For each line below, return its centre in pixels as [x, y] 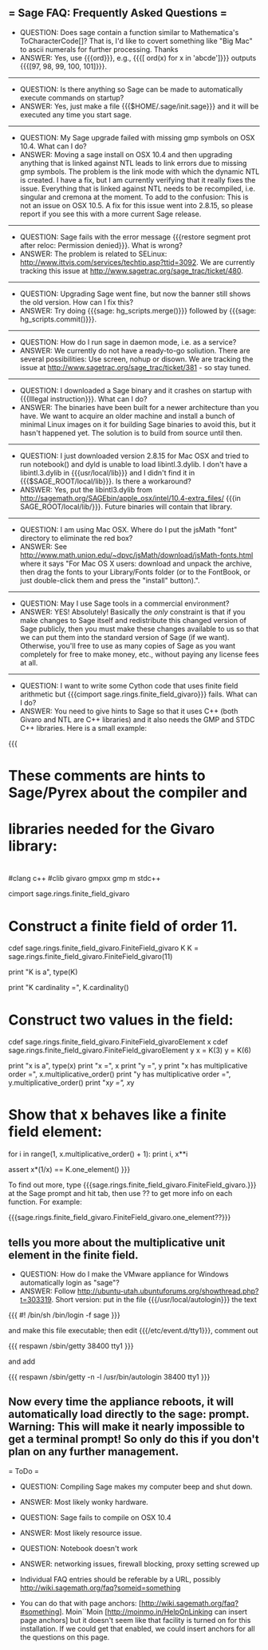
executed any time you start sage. [75, 114]
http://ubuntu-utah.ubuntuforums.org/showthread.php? [168, 1291]
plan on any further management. [94, 1452]
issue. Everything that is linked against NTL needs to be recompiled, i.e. [137, 188]
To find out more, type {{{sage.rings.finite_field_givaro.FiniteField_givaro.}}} [132, 1185]
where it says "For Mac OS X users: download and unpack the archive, [136, 563]
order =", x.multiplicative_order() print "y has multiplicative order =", [120, 1074]
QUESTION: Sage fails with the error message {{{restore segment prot [135, 237]
